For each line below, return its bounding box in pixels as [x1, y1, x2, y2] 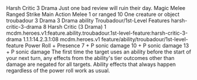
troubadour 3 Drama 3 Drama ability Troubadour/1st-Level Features [6, 17, 170, 24]
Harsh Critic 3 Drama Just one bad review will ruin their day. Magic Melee [6, 5, 186, 11]
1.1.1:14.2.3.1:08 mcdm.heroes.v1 [22, 36, 101, 42]
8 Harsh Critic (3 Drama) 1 [43, 24, 106, 30]
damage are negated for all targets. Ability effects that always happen [6, 61, 176, 68]
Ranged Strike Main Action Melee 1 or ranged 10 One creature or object [6, 11, 180, 18]
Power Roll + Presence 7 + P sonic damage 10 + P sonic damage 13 [24, 42, 189, 49]
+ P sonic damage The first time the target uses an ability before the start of [6, 48, 191, 55]
